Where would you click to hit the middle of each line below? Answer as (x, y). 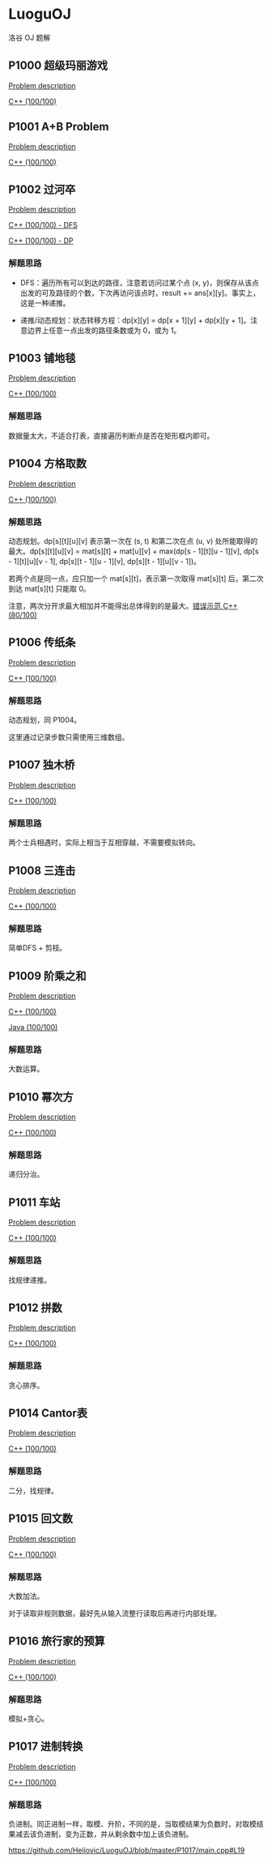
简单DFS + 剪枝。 (38, 948)
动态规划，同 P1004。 (45, 720)
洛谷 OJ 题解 (30, 37)
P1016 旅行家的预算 (57, 1641)
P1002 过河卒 (42, 189)
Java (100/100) (33, 1028)
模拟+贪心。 (29, 1718)
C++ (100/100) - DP (41, 241)
